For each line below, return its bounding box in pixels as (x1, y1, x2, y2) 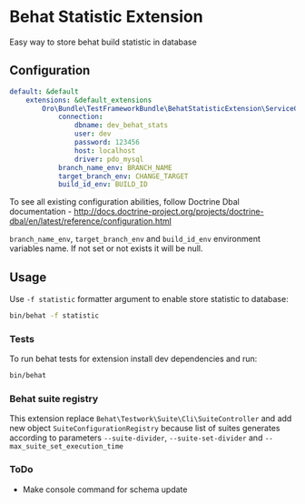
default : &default (9, 86, 79, 96)
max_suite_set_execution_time (9, 442, 124, 451)
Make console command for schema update (22, 484, 188, 495)
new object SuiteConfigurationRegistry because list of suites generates (9, 423, 280, 434)
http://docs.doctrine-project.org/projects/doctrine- (74, 207, 265, 217)
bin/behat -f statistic (9, 311, 100, 320)
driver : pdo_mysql (74, 155, 144, 164)
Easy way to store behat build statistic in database (9, 36, 197, 47)
